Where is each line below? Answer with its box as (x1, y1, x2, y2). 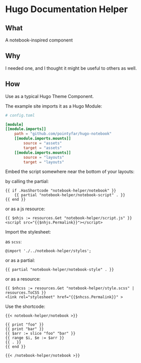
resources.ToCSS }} (5, 290, 46, 295)
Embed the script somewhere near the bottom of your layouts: (5, 168, 135, 175)
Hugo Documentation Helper (5, 4, 128, 15)
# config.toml (5, 113, 35, 118)
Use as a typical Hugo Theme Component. (5, 93, 94, 99)
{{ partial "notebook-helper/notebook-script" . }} (14, 193, 125, 198)
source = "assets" (23, 141, 62, 146)
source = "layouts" (23, 155, 65, 160)
